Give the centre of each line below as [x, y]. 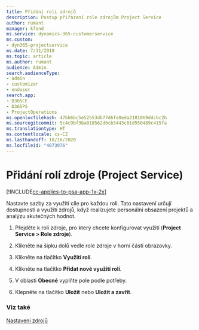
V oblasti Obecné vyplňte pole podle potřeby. [71, 280]
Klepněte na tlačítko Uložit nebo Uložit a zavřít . [73, 292]
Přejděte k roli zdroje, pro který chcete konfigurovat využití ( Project [98, 228]
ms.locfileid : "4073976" [37, 145]
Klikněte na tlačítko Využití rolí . [53, 257]
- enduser [19, 90]
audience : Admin [26, 67]
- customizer [22, 84]
